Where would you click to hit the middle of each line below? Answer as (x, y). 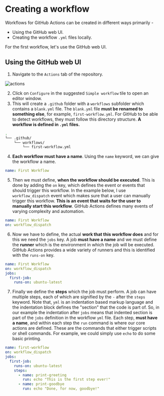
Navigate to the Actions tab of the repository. (58, 74)
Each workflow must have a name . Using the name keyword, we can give (85, 157)
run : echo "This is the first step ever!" (67, 380)
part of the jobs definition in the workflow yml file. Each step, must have (85, 318)
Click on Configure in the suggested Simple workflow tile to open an (80, 93)
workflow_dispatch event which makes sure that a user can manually (81, 196)
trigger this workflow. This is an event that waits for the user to (76, 201)
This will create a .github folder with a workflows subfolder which (78, 104)
